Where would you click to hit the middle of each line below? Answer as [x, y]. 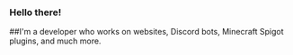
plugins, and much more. [55, 41]
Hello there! [36, 12]
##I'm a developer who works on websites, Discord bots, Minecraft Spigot [147, 32]
